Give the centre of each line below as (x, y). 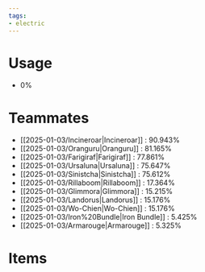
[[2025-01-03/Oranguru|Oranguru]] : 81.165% (96, 149)
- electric (27, 23)
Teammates (49, 118)
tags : (17, 16)
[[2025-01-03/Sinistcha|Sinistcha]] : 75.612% (95, 175)
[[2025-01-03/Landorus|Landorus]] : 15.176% (95, 200)
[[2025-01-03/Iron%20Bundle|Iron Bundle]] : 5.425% (109, 217)
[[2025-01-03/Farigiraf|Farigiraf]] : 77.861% (92, 157)
